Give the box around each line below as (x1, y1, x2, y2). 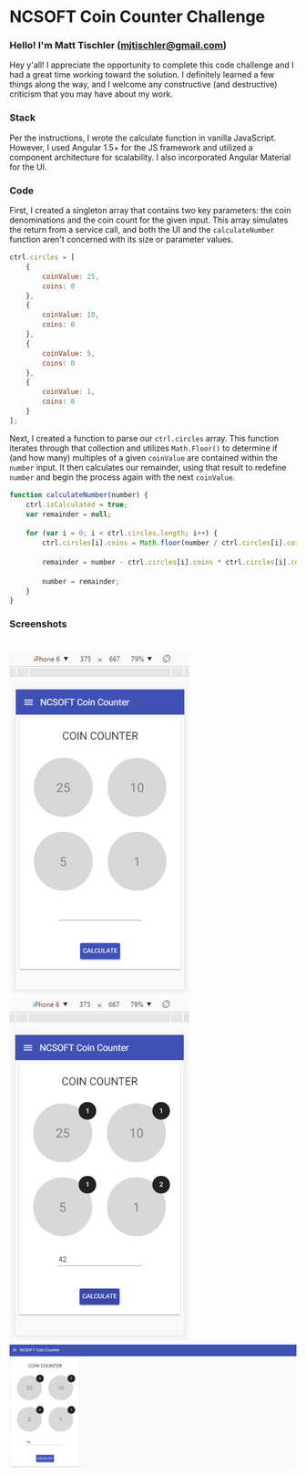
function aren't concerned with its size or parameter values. (9, 234, 234, 245)
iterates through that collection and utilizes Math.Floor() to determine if (9, 442, 278, 453)
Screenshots (9, 618, 67, 630)
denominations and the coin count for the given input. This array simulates (9, 214, 289, 225)
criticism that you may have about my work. (9, 88, 173, 99)
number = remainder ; (42, 577, 120, 586)
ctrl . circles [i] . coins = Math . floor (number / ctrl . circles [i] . (42, 538, 287, 548)
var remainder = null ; (25, 509, 112, 519)
